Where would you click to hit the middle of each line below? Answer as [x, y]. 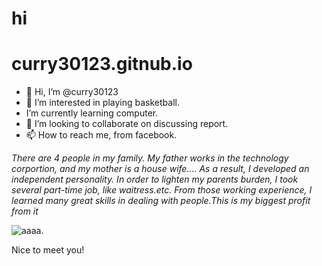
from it [25, 211]
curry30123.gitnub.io [102, 64]
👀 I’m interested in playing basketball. [102, 103]
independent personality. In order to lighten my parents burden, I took [155, 179]
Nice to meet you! [48, 250]
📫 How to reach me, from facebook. [101, 135]
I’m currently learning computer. [92, 113]
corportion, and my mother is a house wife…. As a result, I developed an [160, 169]
